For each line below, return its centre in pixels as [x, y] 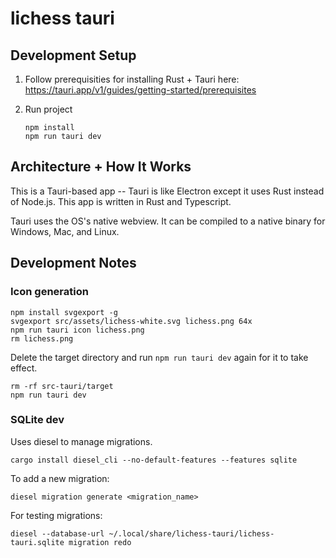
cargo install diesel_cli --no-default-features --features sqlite [154, 460]
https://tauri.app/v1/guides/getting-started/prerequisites [140, 90]
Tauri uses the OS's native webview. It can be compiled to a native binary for [168, 221]
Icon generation [49, 292]
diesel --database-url [57, 533]
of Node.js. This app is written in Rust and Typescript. [121, 201]
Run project [48, 109]
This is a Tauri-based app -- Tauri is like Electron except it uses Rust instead [167, 191]
